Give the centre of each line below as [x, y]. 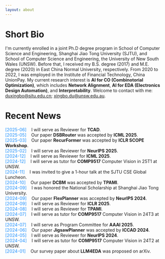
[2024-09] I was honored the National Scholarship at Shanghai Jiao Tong [82, 187]
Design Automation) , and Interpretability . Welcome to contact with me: [79, 90]
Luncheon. [16, 177]
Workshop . [17, 145]
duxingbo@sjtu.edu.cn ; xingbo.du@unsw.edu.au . [55, 95]
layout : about [20, 10]
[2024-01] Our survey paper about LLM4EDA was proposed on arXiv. [78, 251]
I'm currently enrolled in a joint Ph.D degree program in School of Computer [82, 48]
